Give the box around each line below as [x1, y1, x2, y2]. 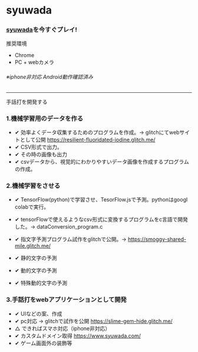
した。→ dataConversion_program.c [14, 223, 103, 230]
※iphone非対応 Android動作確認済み [6, 73, 93, 81]
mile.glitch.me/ [14, 242, 51, 250]
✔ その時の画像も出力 [14, 150, 68, 157]
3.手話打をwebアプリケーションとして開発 [6, 296, 127, 304]
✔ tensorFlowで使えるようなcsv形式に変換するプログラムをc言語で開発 [14, 216, 189, 223]
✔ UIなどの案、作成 [14, 310, 62, 317]
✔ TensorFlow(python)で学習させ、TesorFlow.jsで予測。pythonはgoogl [14, 196, 188, 203]
